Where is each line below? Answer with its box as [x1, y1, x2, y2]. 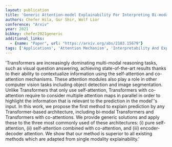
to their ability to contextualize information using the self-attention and [5, 70, 154, 77]
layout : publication [5, 7, 50, 13]
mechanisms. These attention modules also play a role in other [25, 76, 157, 82]
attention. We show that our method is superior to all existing [24, 130, 153, 136]
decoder [5, 130, 24, 136]
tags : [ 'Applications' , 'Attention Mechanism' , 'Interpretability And [5, 46, 159, 51]
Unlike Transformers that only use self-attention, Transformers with [5, 87, 147, 93]
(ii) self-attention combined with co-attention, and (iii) [26, 125, 139, 131]
